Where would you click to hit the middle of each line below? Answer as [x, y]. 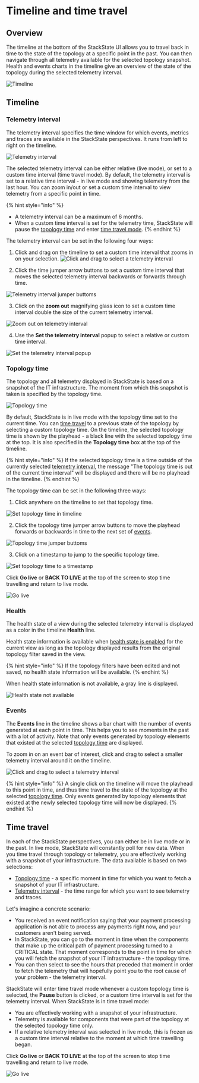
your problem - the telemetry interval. [61, 977]
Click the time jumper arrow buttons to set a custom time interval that [99, 270]
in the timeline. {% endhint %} [43, 479]
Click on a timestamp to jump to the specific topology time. [87, 554]
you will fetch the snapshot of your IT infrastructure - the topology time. [102, 958]
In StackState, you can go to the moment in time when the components [102, 939]
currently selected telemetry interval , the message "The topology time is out [99, 466]
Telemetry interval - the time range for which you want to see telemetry [102, 891]
